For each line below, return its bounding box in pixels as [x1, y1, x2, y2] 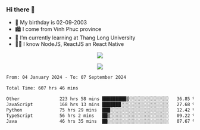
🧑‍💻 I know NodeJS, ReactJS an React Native [14, 41, 124, 48]
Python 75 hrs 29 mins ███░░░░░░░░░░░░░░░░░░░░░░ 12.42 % [6, 107, 196, 113]
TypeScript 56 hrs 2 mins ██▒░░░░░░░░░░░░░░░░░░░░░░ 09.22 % [6, 113, 196, 119]
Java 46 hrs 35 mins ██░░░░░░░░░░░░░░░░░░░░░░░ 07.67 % [6, 118, 196, 124]
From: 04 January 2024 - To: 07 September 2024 [6, 75, 127, 81]
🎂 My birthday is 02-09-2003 [14, 19, 87, 26]
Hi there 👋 [6, 5, 36, 14]
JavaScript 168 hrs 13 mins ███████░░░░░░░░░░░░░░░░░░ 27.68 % [6, 101, 196, 107]
